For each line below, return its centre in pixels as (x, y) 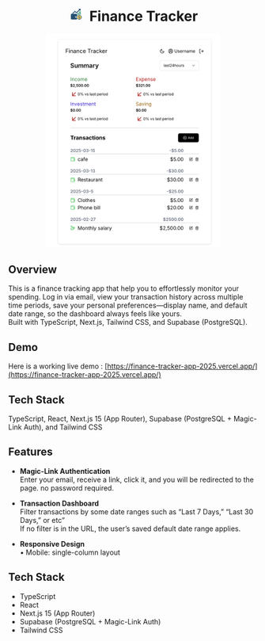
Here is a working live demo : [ (58, 366)
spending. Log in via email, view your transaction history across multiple (126, 297)
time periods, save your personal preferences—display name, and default (128, 305)
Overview (33, 269)
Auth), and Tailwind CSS (63, 427)
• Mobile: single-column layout (70, 552)
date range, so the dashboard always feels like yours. (95, 314)
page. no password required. (67, 488)
